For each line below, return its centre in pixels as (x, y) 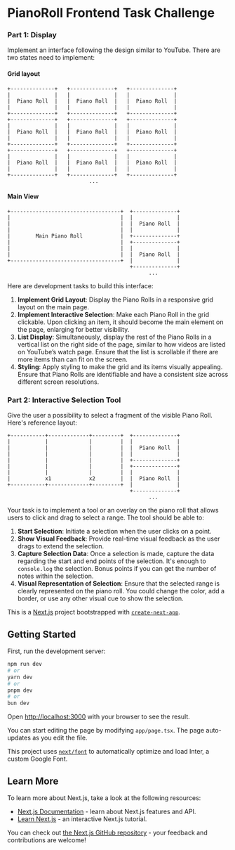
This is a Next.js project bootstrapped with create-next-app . (94, 612)
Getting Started (42, 634)
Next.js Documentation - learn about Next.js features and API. (107, 811)
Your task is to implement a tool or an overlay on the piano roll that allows (113, 510)
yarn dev (20, 677)
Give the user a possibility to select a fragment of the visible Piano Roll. (110, 416)
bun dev (19, 703)
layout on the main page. (53, 307)
